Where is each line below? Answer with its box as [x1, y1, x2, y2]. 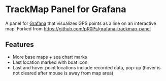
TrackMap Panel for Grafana [5, 4, 126, 15]
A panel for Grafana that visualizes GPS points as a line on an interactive [5, 20, 156, 26]
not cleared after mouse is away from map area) [12, 70, 114, 76]
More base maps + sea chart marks [12, 54, 87, 60]
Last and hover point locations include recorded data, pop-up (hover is [12, 64, 161, 70]
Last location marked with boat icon [12, 59, 88, 65]
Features [5, 40, 34, 49]
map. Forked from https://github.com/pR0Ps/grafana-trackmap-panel [5, 25, 151, 31]
